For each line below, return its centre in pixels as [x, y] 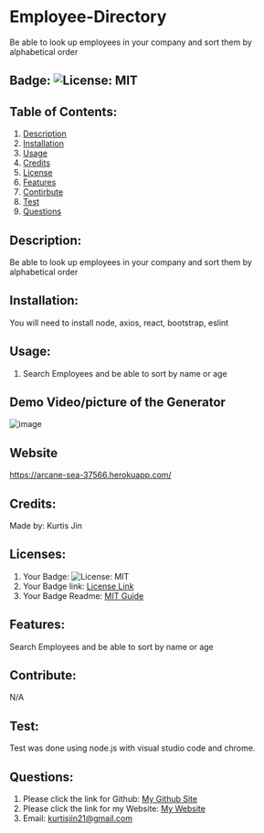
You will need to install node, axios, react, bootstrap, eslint [119, 323]
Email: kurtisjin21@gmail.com [77, 818]
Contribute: [43, 675]
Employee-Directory [88, 17]
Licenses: [38, 555]
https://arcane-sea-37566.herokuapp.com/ [90, 475]
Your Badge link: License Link [78, 586]
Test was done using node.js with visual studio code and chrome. [132, 748]
